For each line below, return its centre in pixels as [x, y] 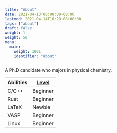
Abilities [18, 83]
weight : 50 [16, 38]
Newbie [41, 107]
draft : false [19, 28]
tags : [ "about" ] [22, 24]
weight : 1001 [28, 51]
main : [15, 47]
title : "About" [21, 10]
